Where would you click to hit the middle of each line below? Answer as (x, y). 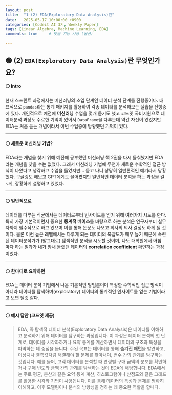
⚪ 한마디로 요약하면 (25, 271)
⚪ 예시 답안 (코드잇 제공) (30, 315)
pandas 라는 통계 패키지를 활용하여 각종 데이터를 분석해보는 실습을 (88, 106)
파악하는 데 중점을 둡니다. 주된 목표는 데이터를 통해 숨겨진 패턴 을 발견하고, (91, 349)
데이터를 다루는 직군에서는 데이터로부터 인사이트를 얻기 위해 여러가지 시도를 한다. (86, 215)
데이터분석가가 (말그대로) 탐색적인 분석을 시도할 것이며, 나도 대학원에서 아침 (86, 240)
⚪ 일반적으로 (18, 201)
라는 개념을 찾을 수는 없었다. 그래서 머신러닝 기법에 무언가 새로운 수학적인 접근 (83, 164)
